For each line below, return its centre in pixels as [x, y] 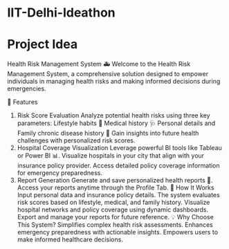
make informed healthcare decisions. [70, 239]
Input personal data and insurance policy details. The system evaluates [118, 195]
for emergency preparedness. [59, 173]
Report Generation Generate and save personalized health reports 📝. [115, 181]
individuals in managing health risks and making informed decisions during [114, 82]
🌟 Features [22, 102]
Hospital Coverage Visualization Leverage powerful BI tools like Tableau [120, 148]
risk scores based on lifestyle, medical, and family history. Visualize [113, 203]
